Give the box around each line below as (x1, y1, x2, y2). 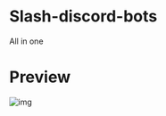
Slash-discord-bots (9, 6, 158, 27)
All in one (9, 36, 44, 46)
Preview (9, 67, 71, 87)
